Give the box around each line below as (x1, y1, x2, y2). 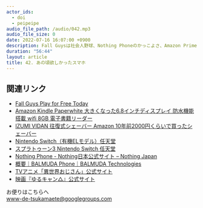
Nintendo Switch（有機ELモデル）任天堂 (15, 138, 116, 145)
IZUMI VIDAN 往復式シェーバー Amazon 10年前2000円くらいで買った (15, 122, 188, 130)
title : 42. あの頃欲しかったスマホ (6, 59, 86, 65)
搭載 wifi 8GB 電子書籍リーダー (15, 115, 93, 122)
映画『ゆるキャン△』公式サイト (15, 175, 95, 183)
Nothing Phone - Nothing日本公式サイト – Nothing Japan (15, 153, 158, 160)
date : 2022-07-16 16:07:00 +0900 (6, 37, 91, 43)
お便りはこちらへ (6, 189, 49, 196)
